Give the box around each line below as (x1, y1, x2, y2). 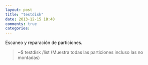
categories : (5, 26, 30, 31)
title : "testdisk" (5, 12, 44, 17)
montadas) (17, 54, 40, 60)
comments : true (5, 21, 37, 26)
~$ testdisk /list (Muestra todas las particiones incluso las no (17, 49, 143, 55)
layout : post (5, 7, 33, 12)
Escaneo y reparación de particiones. (5, 39, 83, 45)
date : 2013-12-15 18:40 (5, 16, 55, 21)
